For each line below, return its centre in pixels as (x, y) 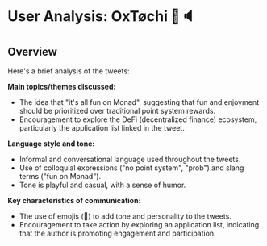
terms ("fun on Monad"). (60, 176)
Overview (33, 51)
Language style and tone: (51, 144)
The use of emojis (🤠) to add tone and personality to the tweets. (125, 216)
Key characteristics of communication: (74, 200)
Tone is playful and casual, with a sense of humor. (102, 185)
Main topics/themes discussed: (62, 87)
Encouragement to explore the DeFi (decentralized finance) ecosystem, (138, 119)
